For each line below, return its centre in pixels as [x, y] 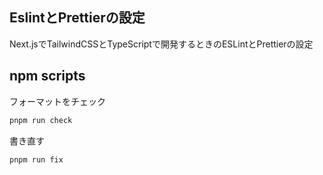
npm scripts [47, 76]
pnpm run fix [36, 159]
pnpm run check [41, 120]
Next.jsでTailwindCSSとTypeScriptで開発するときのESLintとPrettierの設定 [161, 44]
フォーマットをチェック [57, 101]
